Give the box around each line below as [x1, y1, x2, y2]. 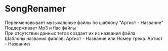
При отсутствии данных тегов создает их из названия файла [5, 30, 136, 36]
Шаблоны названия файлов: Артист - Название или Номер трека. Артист [5, 35, 163, 41]
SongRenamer [5, 3, 66, 14]
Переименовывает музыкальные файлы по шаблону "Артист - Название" [5, 19, 164, 25]
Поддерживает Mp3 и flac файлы [5, 24, 76, 30]
